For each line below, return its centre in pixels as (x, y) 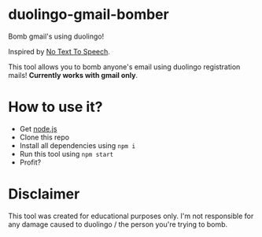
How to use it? (55, 107)
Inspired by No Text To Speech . (59, 51)
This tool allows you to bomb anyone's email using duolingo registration (124, 67)
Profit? (30, 162)
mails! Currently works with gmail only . (73, 75)
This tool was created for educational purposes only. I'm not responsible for (131, 216)
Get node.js (38, 128)
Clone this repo (44, 137)
